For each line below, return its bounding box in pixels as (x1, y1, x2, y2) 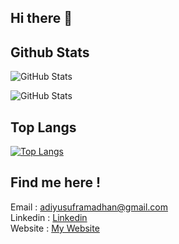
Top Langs (10, 119, 77, 136)
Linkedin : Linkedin (10, 211, 88, 223)
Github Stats (10, 44, 90, 61)
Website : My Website (10, 222, 100, 234)
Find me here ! (10, 174, 102, 191)
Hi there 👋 (10, 10, 73, 27)
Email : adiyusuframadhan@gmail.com (10, 201, 168, 213)
